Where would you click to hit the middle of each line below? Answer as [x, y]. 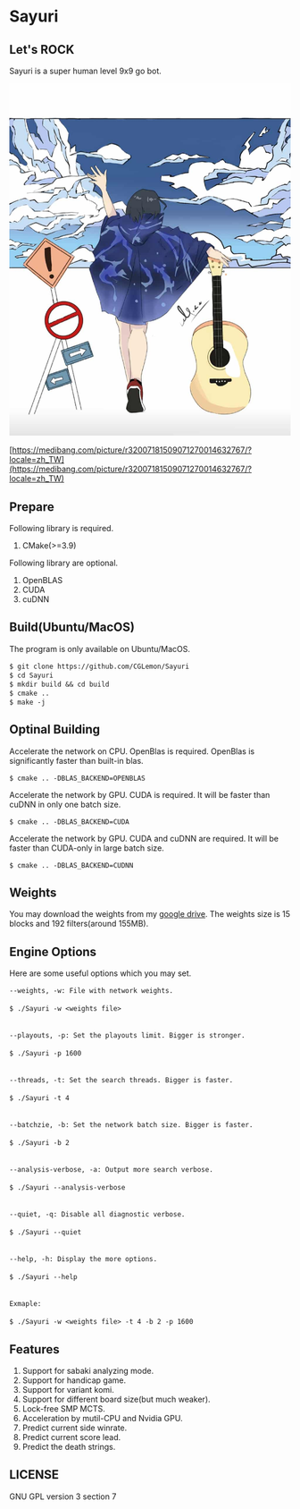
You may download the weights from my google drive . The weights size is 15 [150, 914]
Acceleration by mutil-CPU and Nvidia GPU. [102, 1419]
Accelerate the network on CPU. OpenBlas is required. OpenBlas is [132, 751]
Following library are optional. [64, 563]
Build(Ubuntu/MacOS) [72, 627]
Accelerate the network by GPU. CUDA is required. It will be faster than [140, 794]
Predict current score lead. [71, 1437]
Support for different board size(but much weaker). [117, 1399]
